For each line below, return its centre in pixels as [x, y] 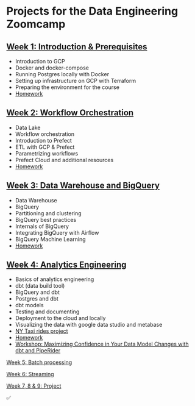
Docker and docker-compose [52, 68]
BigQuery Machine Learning [51, 239]
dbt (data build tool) [40, 286]
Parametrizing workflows [46, 153]
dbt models [29, 305]
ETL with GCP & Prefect [45, 147]
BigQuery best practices [46, 219]
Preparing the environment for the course [67, 87]
